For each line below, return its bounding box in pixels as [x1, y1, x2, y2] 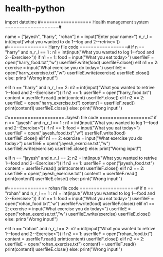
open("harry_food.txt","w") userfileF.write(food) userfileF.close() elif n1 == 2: [5, 59, 159, 65]
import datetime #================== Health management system [5, 19, 149, 25]
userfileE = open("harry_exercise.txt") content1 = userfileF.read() [5, 100, 135, 106]
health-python [5, 3, 65, 14]
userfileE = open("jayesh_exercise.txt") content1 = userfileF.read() [5, 170, 138, 176]
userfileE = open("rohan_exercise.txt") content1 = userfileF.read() [5, 241, 136, 247]
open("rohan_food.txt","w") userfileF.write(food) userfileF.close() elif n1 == [5, 201, 155, 206]
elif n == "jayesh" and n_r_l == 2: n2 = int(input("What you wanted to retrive [5, 155, 157, 161]
